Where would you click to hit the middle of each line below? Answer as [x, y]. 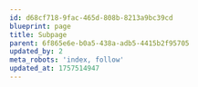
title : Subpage [38, 34]
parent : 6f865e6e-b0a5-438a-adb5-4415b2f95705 [99, 43]
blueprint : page [40, 26]
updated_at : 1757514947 [55, 69]
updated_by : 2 [36, 52]
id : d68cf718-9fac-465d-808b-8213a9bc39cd [91, 18]
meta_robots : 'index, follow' [67, 60]
